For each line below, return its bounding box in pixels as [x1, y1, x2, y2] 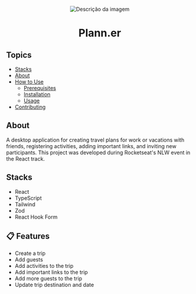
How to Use [14, 78, 44, 85]
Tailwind [14, 200, 36, 207]
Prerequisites [23, 85, 56, 91]
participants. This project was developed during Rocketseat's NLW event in [6, 149, 191, 156]
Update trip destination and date [14, 282, 94, 289]
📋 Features [6, 231, 50, 241]
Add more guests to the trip [14, 275, 83, 282]
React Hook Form [14, 213, 58, 220]
